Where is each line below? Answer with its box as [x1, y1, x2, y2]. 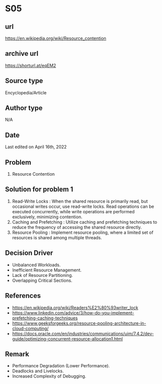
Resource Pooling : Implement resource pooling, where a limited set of [12, 229, 154, 235]
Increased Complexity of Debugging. [12, 373, 86, 379]
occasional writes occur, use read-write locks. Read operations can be [12, 203, 155, 209]
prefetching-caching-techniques [12, 315, 78, 321]
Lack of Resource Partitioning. [12, 272, 73, 278]
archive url [5, 49, 39, 58]
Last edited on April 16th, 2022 [5, 144, 67, 150]
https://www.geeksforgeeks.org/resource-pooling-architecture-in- [12, 320, 146, 326]
